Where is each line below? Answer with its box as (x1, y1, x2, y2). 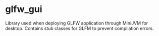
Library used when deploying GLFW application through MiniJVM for (5, 20, 148, 26)
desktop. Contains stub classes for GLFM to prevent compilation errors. (5, 25, 154, 31)
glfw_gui (5, 3, 42, 15)
